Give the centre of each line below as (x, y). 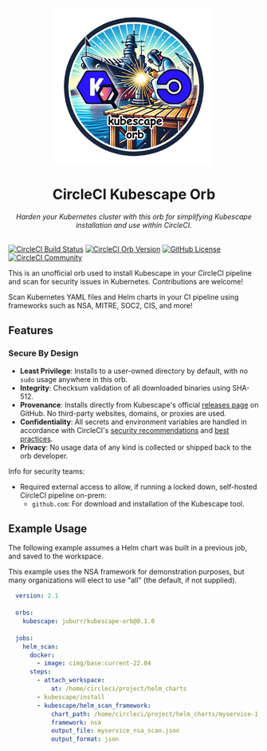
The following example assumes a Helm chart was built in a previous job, (128, 548)
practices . (36, 439)
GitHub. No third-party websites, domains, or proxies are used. (123, 413)
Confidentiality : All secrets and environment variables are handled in (133, 422)
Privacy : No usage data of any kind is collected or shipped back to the (135, 447)
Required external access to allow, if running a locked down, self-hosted (138, 487)
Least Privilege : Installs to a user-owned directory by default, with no (134, 371)
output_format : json (85, 739)
